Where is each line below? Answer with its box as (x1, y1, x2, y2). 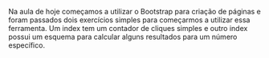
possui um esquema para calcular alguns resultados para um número (8, 32, 238, 41)
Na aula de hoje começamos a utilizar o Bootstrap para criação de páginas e (8, 7, 261, 16)
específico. (8, 41, 46, 50)
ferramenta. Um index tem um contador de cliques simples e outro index (8, 24, 248, 33)
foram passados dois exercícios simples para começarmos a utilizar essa (8, 15, 251, 25)
